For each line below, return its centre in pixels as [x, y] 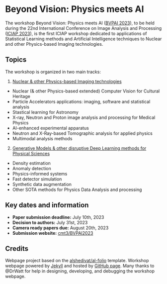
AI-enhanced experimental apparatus [51, 128]
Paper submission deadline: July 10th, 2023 [58, 217]
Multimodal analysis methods [42, 138]
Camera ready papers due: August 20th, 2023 [60, 228]
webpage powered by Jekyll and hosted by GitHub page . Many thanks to [80, 266]
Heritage [21, 96]
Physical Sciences [31, 153]
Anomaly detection [32, 168]
